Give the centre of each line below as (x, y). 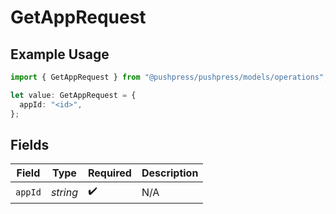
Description (170, 173)
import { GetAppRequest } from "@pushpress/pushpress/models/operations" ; (169, 77)
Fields (30, 144)
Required (109, 173)
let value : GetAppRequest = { (73, 95)
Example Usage (60, 54)
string (64, 192)
